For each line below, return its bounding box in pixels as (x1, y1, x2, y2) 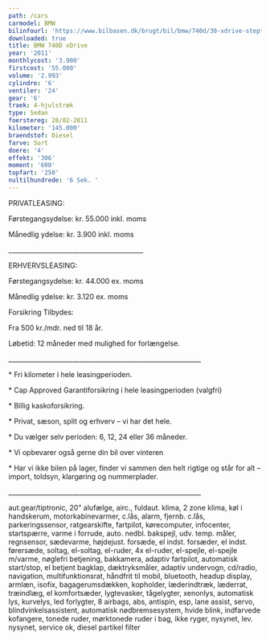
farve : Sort (8, 138, 48, 147)
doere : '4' (8, 146, 45, 154)
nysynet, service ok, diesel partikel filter (8, 622, 141, 632)
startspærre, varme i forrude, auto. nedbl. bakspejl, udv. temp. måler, (8, 528, 237, 538)
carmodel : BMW (8, 19, 56, 27)
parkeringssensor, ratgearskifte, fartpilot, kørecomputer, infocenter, (8, 519, 231, 529)
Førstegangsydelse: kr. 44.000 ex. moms (8, 276, 144, 285)
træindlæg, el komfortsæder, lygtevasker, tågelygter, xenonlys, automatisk (8, 588, 254, 597)
